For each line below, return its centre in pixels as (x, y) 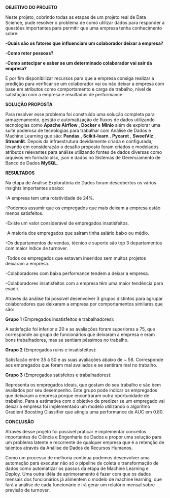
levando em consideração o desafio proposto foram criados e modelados (82, 147)
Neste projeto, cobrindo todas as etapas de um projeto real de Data (76, 17)
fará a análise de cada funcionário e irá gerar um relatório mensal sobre (80, 485)
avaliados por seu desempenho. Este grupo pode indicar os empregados (81, 390)
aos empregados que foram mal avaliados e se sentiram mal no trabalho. (81, 365)
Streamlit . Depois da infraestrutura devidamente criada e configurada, (79, 141)
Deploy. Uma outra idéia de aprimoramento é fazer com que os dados (78, 474)
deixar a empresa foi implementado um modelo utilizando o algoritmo (78, 406)
